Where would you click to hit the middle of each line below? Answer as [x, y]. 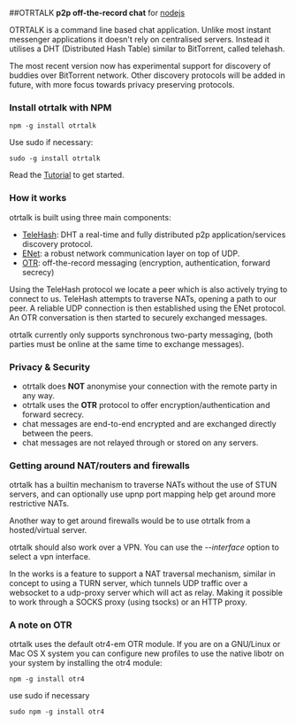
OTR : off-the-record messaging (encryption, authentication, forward [146, 262]
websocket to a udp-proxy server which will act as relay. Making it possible [146, 593]
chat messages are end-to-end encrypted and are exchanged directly [149, 423]
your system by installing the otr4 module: [86, 663]
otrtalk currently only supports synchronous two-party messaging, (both [141, 335]
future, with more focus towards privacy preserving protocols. [122, 85]
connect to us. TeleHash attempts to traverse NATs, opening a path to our [143, 298]
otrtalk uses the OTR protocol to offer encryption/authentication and [146, 405]
